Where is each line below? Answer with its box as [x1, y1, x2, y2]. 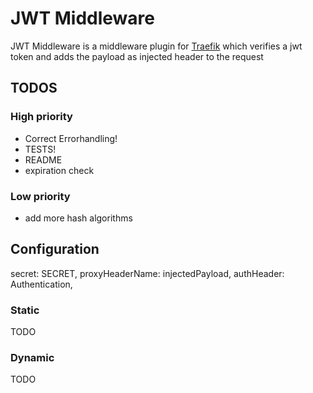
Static [10, 303, 40, 317]
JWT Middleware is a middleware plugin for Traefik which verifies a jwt [10, 40, 303, 52]
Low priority [10, 189, 71, 203]
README [24, 153, 63, 166]
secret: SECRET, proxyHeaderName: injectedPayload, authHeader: [10, 267, 285, 279]
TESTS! [24, 143, 57, 155]
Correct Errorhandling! [24, 132, 118, 144]
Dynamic [10, 350, 55, 364]
